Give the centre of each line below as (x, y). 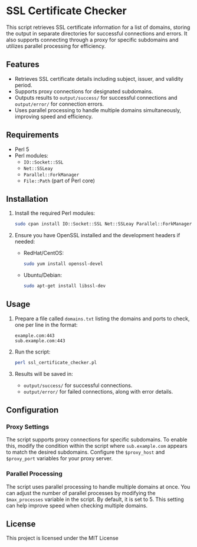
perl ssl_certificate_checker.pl (56, 362)
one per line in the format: (46, 325)
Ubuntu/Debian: (42, 275)
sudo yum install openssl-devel (63, 264)
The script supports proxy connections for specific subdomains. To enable (97, 440)
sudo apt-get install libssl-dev (65, 286)
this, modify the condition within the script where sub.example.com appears (97, 446)
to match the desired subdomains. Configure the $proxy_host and (86, 452)
